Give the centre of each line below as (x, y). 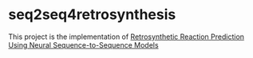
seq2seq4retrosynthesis (92, 15)
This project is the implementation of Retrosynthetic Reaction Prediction (126, 37)
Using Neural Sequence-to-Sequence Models (83, 44)
